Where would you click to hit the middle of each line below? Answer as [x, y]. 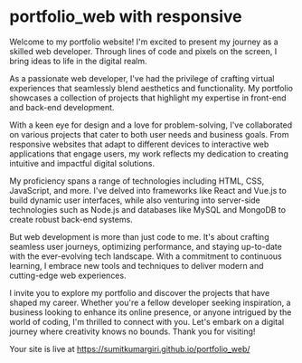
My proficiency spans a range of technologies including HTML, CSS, [137, 181]
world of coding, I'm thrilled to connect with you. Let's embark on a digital [147, 321]
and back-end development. [62, 107]
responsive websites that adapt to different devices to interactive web [139, 144]
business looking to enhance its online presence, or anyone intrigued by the [151, 312]
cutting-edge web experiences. [68, 275]
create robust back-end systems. [71, 219]
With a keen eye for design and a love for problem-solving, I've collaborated [151, 125]
